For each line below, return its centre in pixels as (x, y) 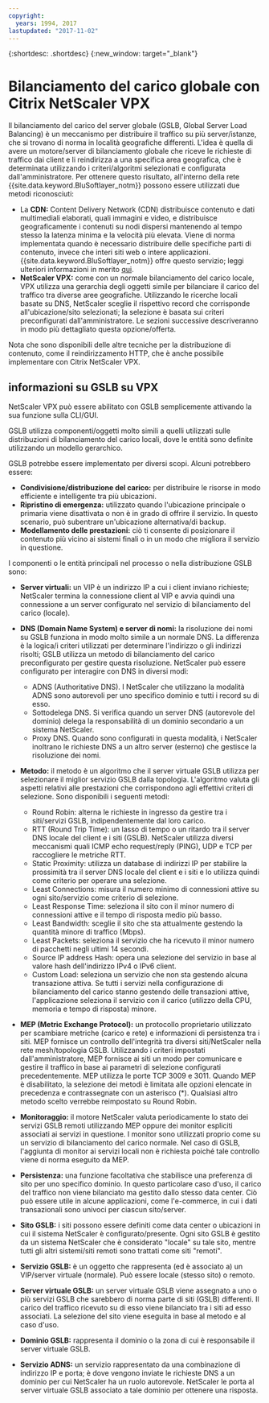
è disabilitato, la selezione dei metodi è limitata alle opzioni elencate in (136, 1084)
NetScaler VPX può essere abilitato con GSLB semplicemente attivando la (130, 406)
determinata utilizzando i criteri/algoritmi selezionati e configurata (117, 168)
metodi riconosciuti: (41, 194)
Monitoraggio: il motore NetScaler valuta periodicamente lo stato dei (134, 1117)
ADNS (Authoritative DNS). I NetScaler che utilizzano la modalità (138, 687)
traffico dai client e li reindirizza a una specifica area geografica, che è (125, 160)
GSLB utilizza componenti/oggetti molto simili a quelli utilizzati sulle (120, 431)
